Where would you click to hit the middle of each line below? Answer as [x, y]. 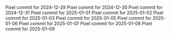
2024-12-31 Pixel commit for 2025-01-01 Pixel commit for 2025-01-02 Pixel [84, 13]
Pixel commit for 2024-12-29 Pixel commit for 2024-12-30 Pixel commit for [84, 7]
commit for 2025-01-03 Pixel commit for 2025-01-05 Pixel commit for [78, 18]
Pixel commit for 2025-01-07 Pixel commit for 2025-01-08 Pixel [85, 23]
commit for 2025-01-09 [30, 29]
